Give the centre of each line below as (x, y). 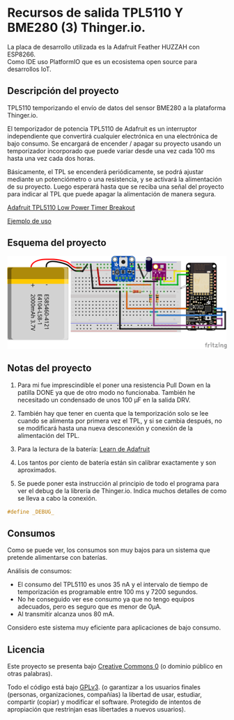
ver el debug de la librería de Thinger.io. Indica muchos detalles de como (122, 491)
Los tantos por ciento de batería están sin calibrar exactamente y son (117, 462)
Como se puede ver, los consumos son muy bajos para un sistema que (109, 550)
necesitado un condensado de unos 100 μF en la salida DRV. (104, 400)
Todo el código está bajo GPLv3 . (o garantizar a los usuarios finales (104, 687)
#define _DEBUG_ (31, 512)
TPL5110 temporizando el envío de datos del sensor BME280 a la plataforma (117, 108)
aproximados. (37, 470)
